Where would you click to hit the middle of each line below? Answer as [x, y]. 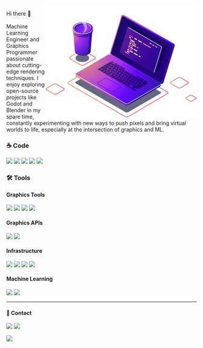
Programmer [22, 52]
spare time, [20, 117]
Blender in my [24, 110]
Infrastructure [24, 251]
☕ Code [18, 146]
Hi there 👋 [19, 14]
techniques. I [22, 78]
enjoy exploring [26, 84]
